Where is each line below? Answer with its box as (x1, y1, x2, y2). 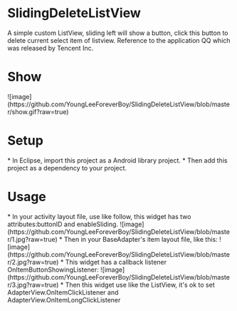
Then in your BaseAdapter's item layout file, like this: (63, 235, 218, 243)
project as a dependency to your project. (7, 163, 127, 172)
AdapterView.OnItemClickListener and (7, 287, 119, 297)
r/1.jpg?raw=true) (7, 235, 58, 243)
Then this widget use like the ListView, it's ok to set (65, 280, 215, 289)
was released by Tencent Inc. (7, 44, 94, 52)
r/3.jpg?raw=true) (7, 280, 59, 289)
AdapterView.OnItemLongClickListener (7, 295, 121, 304)
